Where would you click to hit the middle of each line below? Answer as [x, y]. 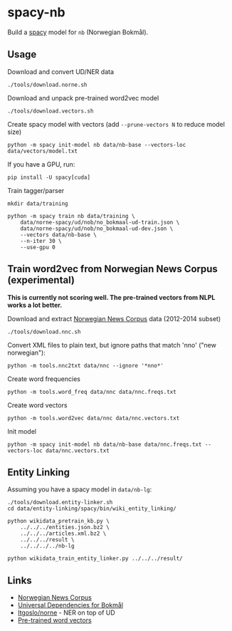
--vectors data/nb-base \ [59, 235]
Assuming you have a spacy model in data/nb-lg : [80, 489]
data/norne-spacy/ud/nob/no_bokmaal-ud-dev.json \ [97, 229]
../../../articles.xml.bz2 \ [63, 534]
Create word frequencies [44, 379]
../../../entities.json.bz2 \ [65, 528]
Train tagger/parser [36, 190]
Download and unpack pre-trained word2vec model [83, 98]
